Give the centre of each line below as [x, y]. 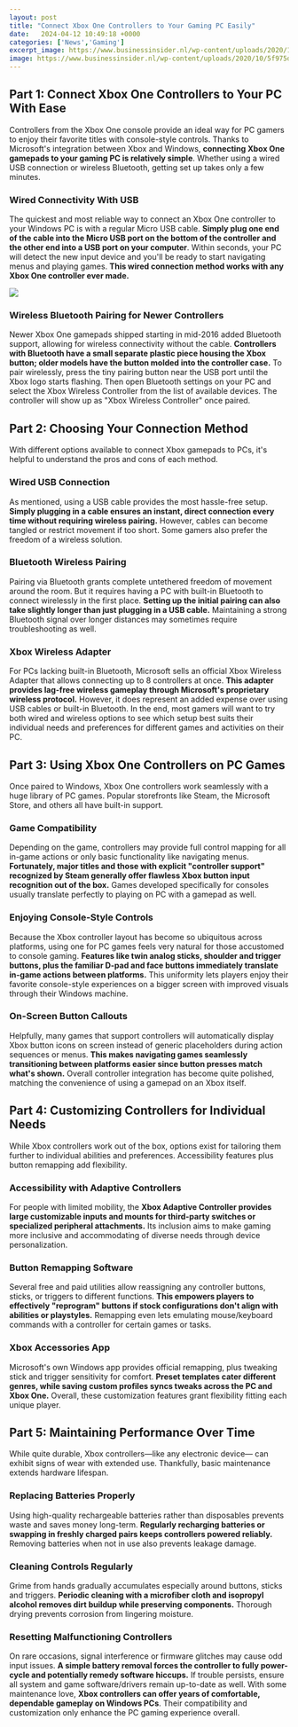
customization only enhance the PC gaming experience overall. [125, 1713]
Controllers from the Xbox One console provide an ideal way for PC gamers [147, 130]
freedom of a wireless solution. [66, 539]
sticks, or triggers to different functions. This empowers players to [132, 1297]
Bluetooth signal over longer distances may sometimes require [123, 619]
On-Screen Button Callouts [69, 1017]
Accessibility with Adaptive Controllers [95, 1188]
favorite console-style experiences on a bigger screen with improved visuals [149, 984]
